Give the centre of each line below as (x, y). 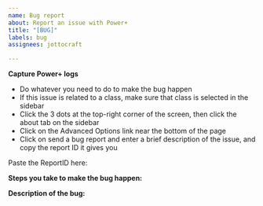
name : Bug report (37, 15)
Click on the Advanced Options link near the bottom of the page (122, 131)
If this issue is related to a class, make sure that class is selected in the (134, 97)
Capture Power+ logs (43, 74)
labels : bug (27, 37)
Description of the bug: (47, 193)
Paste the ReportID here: (48, 163)
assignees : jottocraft (45, 45)
